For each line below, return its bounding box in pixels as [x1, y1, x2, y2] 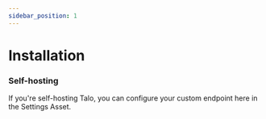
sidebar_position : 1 [8, 11, 78, 20]
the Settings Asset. [8, 102, 72, 112]
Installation [8, 46, 85, 64]
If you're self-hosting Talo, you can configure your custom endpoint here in [8, 93, 258, 103]
